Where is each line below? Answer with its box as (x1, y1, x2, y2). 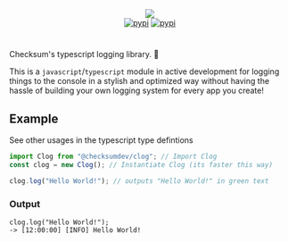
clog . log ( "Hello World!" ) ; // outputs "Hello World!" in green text (9, 176, 269, 186)
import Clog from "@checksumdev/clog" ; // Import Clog (9, 152, 218, 161)
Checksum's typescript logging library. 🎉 (9, 49, 160, 60)
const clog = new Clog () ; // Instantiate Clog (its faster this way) (9, 160, 274, 169)
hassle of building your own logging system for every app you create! (9, 85, 265, 96)
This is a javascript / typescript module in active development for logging (9, 66, 280, 77)
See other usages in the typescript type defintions (9, 135, 193, 146)
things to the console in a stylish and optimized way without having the (9, 76, 270, 87)
